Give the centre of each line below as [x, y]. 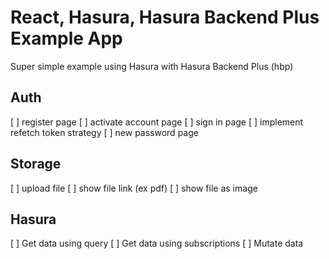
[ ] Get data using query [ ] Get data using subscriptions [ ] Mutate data [157, 243]
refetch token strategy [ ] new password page [104, 132]
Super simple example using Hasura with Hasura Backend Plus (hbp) [152, 66]
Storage [36, 164]
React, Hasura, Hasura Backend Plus [165, 17]
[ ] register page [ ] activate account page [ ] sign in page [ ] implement [157, 122]
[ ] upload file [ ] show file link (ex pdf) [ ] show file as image [134, 188]
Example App [66, 38]
